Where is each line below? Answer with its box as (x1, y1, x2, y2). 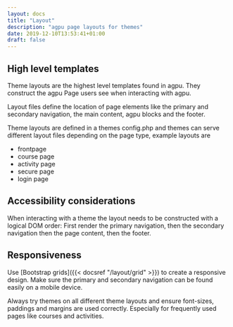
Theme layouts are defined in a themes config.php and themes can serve (7, 123, 220, 132)
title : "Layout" (7, 17, 55, 24)
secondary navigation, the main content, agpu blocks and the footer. (7, 110, 206, 118)
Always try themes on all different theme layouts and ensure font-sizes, (7, 297, 215, 305)
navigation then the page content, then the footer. (7, 228, 151, 237)
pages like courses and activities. (7, 311, 104, 320)
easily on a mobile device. (7, 283, 83, 291)
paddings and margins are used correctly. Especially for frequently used (7, 304, 217, 312)
